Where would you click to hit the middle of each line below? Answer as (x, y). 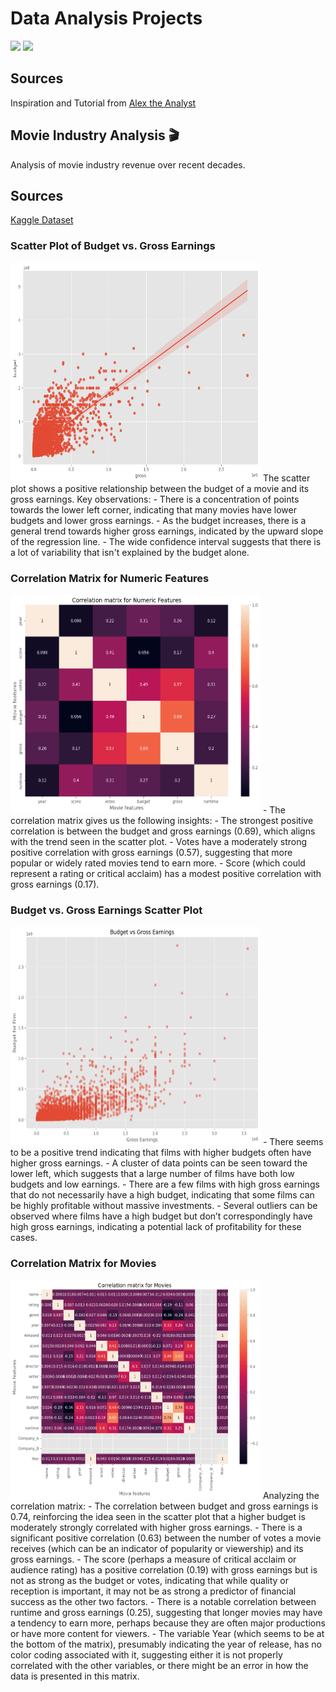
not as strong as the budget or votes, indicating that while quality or (150, 1580)
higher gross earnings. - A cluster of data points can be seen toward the (159, 1163)
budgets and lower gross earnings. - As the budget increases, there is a (158, 520)
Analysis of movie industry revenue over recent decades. (128, 164)
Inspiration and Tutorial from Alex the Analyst (103, 103)
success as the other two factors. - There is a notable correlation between (163, 1601)
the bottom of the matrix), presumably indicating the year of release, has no (166, 1644)
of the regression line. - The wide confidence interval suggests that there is (166, 541)
